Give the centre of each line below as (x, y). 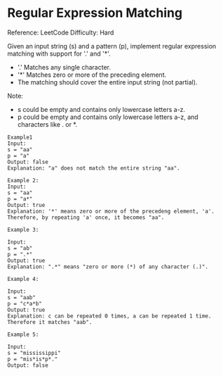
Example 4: (23, 279)
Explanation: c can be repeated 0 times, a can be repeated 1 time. (109, 316)
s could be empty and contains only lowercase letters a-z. (101, 109)
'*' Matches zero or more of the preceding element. (92, 75)
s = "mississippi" (34, 353)
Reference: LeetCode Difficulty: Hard (61, 32)
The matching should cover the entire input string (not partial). (107, 82)
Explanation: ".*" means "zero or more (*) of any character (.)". (108, 267)
